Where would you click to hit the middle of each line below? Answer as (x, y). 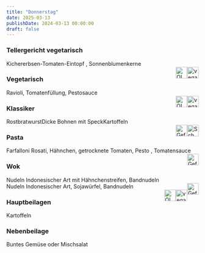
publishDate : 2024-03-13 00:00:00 (50, 23)
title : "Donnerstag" (33, 12)
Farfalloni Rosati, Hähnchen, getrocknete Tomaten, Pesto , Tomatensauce (99, 151)
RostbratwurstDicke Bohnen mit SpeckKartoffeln (67, 122)
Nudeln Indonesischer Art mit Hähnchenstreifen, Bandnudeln (83, 180)
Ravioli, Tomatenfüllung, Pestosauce (52, 93)
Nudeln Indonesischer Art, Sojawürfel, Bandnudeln (70, 186)
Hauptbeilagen (29, 202)
